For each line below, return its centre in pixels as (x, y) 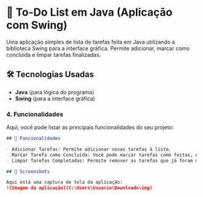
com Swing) (37, 25)
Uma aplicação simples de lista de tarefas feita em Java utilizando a (91, 42)
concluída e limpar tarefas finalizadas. (53, 54)
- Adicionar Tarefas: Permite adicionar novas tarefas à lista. (89, 149)
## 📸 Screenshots (28, 172)
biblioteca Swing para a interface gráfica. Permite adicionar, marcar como (98, 48)
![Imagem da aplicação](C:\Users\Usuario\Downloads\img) (79, 188)
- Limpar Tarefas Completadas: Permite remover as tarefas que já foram (100, 160)
